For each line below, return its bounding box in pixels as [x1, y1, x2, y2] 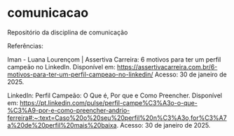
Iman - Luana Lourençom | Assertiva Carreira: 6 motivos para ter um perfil [7, 55, 221, 64]
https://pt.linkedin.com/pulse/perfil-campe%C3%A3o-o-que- [20, 98, 198, 107]
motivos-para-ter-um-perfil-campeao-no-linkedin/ [7, 70, 153, 79]
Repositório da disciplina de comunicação [7, 28, 128, 36]
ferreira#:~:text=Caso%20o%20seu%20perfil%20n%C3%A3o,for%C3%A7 [7, 114, 227, 122]
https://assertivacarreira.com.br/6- [116, 62, 218, 71]
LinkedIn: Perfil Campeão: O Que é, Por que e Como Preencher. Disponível [7, 91, 223, 100]
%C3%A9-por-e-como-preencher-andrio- [7, 106, 130, 114]
